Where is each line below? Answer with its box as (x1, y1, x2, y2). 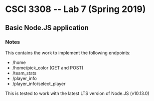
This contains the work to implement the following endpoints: (5, 49, 131, 55)
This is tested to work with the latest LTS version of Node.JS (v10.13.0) (5, 90, 150, 96)
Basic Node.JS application (5, 23, 89, 32)
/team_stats (12, 70, 36, 76)
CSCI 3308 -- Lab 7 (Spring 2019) (5, 3, 146, 15)
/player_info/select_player (12, 80, 66, 86)
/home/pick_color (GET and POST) (12, 64, 84, 70)
